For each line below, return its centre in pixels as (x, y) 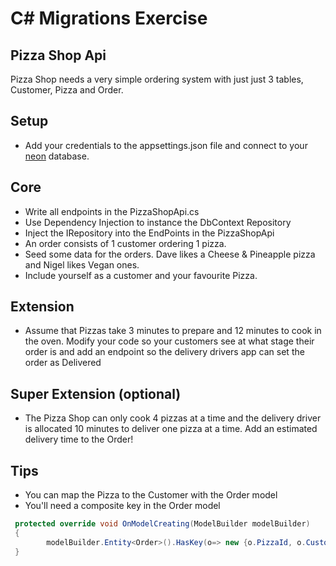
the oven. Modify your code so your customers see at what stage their (169, 341)
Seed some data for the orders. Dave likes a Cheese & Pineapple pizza (170, 254)
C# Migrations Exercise (109, 18)
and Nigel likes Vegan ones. (82, 264)
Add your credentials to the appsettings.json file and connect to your (166, 145)
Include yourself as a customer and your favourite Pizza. (141, 275)
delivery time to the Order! (79, 439)
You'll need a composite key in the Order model (122, 506)
